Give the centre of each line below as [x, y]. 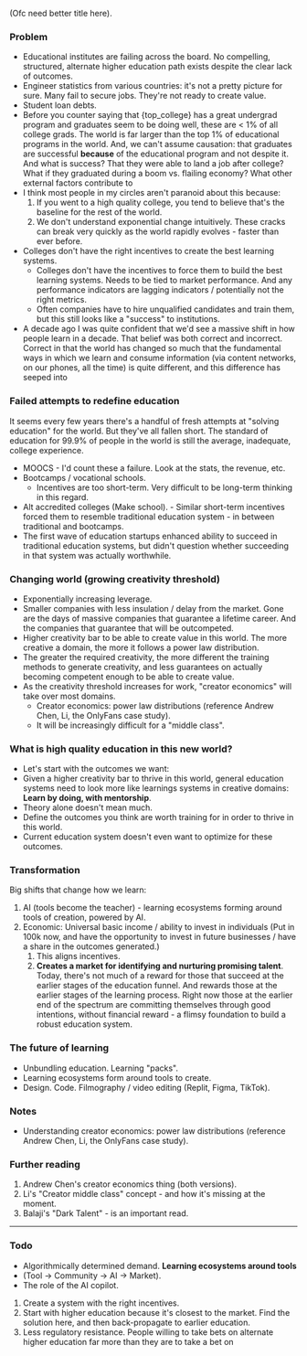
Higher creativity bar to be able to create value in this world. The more [155, 637]
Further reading [45, 1164]
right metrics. [61, 300]
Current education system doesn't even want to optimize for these [148, 837]
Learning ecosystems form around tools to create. [117, 1077]
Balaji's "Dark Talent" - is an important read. [106, 1213]
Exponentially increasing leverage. [87, 599]
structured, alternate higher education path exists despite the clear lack [157, 67]
